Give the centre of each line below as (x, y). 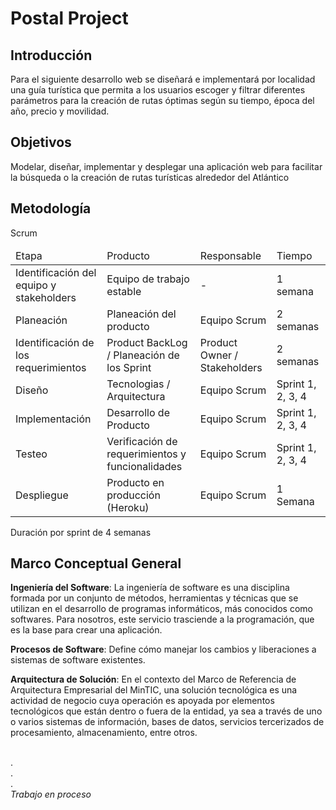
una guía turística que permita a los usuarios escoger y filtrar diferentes (158, 90)
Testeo (31, 454)
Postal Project (69, 18)
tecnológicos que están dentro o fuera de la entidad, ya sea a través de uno (166, 711)
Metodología (51, 208)
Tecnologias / (138, 384)
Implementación (53, 419)
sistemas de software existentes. (78, 660)
